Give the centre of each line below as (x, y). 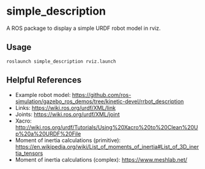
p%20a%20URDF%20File (48, 134)
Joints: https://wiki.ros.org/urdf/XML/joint (67, 114)
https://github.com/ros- (102, 95)
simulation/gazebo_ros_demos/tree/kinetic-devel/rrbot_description (99, 101)
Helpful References (44, 80)
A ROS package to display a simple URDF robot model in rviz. (84, 28)
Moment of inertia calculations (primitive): (68, 140)
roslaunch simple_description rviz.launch (61, 61)
